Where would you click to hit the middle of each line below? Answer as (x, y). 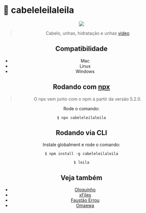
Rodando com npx (81, 87)
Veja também (81, 177)
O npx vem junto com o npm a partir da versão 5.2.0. (87, 99)
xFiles (85, 195)
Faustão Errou (85, 200)
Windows (85, 71)
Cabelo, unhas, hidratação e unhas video (88, 33)
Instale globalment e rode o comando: (81, 145)
